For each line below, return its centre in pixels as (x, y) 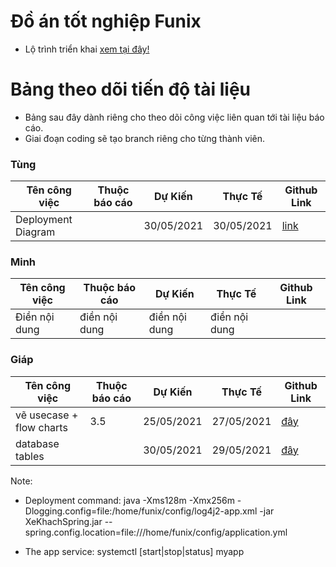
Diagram (35, 232)
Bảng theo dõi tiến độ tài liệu (131, 89)
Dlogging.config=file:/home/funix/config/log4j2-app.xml (141, 511)
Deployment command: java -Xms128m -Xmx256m (129, 500)
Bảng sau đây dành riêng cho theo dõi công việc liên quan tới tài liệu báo (174, 117)
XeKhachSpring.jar (63, 521)
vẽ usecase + (47, 415)
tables (30, 456)
